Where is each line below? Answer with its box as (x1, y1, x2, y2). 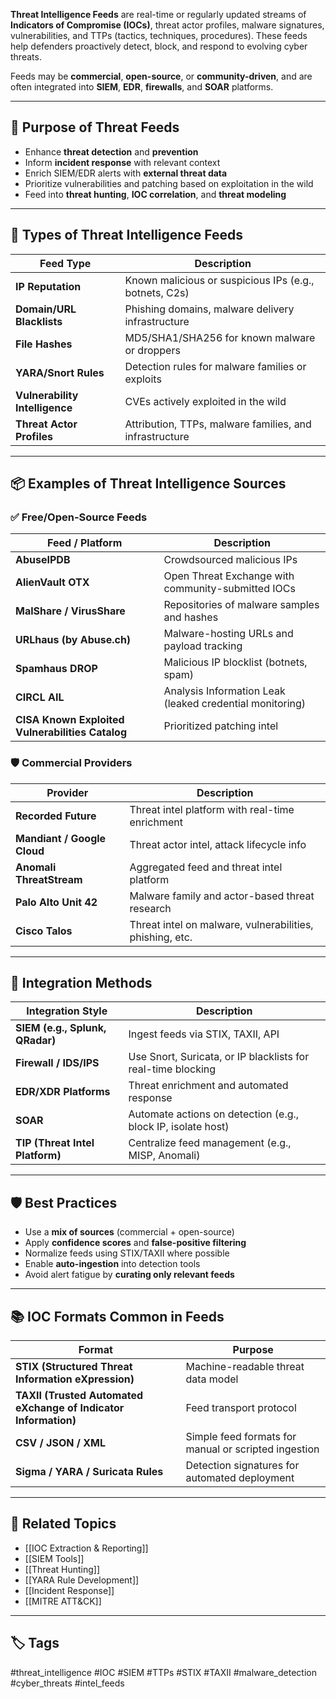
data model (185, 1372, 239, 1386)
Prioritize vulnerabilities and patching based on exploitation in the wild (24, 177, 314, 189)
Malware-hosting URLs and (163, 627, 294, 641)
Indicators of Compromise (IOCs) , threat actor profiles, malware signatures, (10, 19, 325, 31)
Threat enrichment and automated (128, 1079, 289, 1093)
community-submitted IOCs (163, 582, 296, 596)
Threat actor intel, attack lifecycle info (129, 837, 307, 851)
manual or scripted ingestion (185, 1442, 320, 1456)
